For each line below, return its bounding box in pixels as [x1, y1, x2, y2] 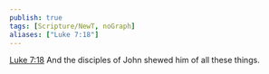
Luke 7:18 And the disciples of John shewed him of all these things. [9, 55, 260, 66]
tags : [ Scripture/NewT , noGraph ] [9, 22, 136, 31]
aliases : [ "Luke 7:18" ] [9, 30, 100, 39]
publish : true [9, 13, 63, 23]
